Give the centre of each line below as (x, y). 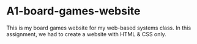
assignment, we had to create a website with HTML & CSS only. (86, 34)
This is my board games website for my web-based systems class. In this (99, 28)
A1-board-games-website (73, 11)
